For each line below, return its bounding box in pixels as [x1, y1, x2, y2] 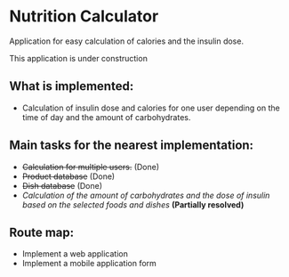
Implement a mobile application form [21, 258, 157, 269]
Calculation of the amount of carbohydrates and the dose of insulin [21, 190, 270, 200]
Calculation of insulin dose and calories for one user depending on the [21, 102, 280, 113]
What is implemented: [9, 78, 134, 94]
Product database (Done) [21, 171, 116, 182]
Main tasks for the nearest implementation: [9, 138, 254, 153]
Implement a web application [21, 248, 129, 259]
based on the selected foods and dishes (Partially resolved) [21, 199, 245, 210]
